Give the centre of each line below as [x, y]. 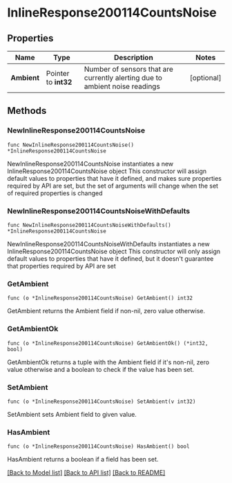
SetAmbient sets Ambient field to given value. [72, 414]
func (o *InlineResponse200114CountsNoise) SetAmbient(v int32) [101, 402]
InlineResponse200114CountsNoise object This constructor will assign [107, 171]
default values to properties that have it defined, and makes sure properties [115, 178]
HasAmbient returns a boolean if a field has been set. [83, 460]
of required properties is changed [55, 193]
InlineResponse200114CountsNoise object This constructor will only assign [114, 251]
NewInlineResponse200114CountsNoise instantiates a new [90, 164]
